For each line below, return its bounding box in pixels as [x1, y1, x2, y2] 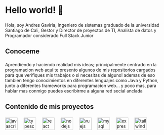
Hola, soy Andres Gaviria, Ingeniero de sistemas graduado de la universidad [5, 22, 160, 28]
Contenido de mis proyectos [5, 102, 94, 111]
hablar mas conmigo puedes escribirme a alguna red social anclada [5, 88, 143, 94]
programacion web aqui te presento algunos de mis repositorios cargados [5, 67, 156, 73]
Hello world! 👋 [5, 4, 64, 16]
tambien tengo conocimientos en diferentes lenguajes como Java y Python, [5, 78, 159, 84]
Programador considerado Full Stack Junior [5, 33, 94, 39]
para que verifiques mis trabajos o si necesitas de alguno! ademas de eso [5, 72, 155, 78]
